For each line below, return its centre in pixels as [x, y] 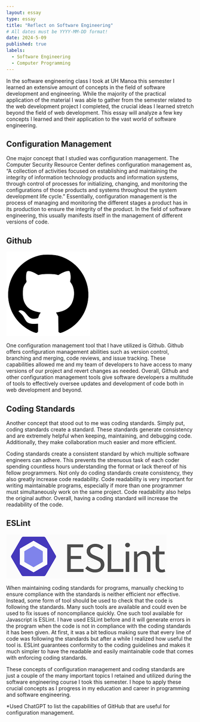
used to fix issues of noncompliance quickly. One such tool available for [95, 613]
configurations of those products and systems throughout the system [92, 190]
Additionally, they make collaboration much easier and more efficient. [91, 442]
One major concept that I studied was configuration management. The [93, 158]
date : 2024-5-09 [26, 38]
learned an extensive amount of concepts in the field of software [86, 87]
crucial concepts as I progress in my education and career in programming [98, 688]
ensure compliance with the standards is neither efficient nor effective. [93, 594]
